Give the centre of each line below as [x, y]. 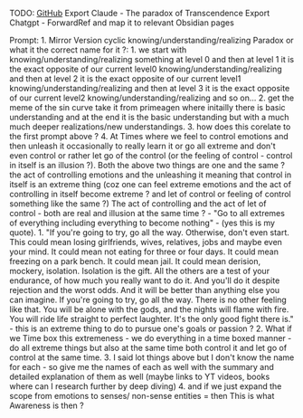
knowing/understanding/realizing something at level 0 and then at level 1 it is [152, 59]
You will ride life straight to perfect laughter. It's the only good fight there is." [151, 319]
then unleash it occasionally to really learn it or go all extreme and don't [142, 146]
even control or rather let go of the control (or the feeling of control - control [151, 156]
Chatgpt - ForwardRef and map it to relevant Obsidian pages [122, 23]
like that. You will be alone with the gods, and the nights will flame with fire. [149, 309]
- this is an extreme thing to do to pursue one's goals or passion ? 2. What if [151, 328]
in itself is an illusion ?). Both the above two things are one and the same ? [147, 165]
